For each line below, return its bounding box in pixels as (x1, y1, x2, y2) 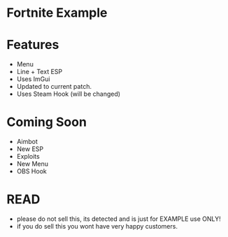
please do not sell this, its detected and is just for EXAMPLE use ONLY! (16, 215, 221, 223)
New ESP (16, 145, 43, 153)
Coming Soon (6, 114, 87, 130)
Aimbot (16, 138, 38, 146)
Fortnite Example (6, 5, 108, 21)
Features (6, 37, 59, 53)
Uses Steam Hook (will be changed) (16, 89, 120, 99)
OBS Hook (16, 167, 47, 175)
